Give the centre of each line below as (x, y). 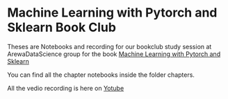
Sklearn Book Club (62, 27)
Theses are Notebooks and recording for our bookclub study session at (109, 46)
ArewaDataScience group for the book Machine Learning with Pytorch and (114, 54)
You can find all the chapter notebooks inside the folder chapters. (101, 75)
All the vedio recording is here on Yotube (66, 88)
